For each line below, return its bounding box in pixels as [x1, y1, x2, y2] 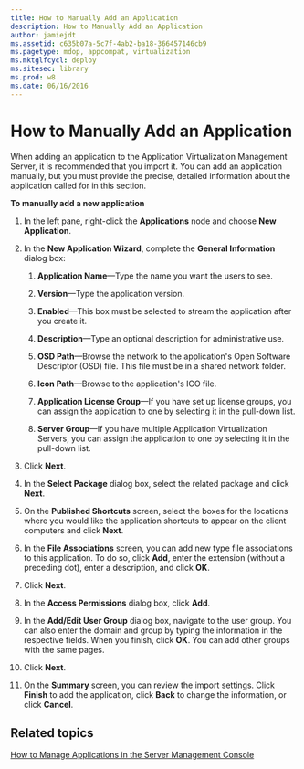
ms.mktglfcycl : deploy [10, 56, 97, 65]
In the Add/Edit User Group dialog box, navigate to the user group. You [23, 615, 292, 626]
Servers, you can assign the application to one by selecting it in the [37, 433, 290, 444]
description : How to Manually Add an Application [10, 22, 204, 31]
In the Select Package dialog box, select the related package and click [23, 478, 290, 489]
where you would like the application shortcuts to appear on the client [23, 515, 287, 526]
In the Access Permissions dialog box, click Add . [23, 597, 211, 608]
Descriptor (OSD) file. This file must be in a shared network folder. [37, 360, 287, 371]
